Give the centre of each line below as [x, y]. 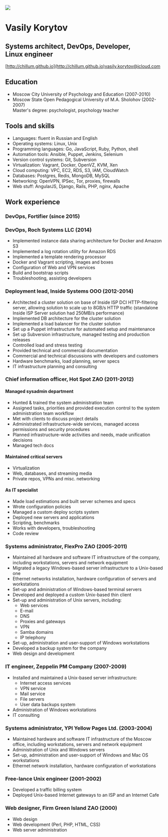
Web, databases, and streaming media [52, 473]
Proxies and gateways [43, 622]
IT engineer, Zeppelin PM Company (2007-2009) [66, 666]
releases [21, 340]
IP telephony [33, 638]
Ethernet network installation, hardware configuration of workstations [84, 766]
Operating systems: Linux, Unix [45, 143]
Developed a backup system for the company [59, 648]
